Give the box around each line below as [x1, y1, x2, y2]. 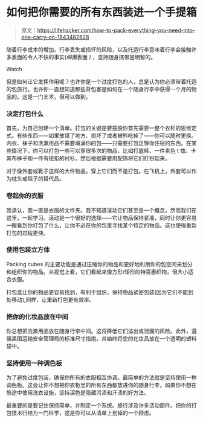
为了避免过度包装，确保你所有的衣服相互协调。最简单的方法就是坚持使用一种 [6, 374, 197, 381]
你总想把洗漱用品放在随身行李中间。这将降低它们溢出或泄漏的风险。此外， [6, 327, 192, 335]
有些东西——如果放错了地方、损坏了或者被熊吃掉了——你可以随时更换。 [16, 132, 197, 139]
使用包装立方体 [6, 246, 50, 254]
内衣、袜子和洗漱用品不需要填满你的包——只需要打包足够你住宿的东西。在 [6, 139, 192, 147]
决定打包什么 [6, 109, 44, 118]
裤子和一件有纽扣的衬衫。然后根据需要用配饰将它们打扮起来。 [16, 155, 170, 162]
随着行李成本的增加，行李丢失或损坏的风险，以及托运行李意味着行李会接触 [6, 46, 192, 53]
